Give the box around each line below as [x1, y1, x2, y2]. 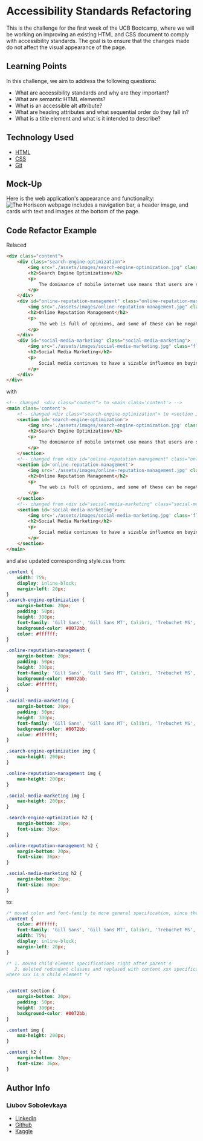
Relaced [6, 241, 27, 249]
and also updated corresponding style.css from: [6, 557, 126, 564]
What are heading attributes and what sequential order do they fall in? [14, 108, 189, 116]
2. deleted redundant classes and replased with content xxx [14, 966, 172, 972]
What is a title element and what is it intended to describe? [14, 115, 161, 122]
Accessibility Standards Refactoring [6, 4, 192, 18]
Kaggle [14, 1128, 33, 1135]
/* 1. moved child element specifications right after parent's [6, 960, 172, 966]
